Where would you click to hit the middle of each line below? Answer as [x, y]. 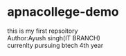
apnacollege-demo [63, 12]
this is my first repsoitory [43, 31]
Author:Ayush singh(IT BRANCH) [54, 38]
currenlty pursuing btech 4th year [55, 45]
